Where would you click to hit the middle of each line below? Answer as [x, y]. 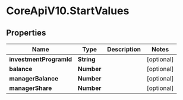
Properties [26, 33]
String [87, 59]
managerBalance [34, 78]
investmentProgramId [41, 59]
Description [124, 49]
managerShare [31, 88]
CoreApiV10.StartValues [68, 11]
